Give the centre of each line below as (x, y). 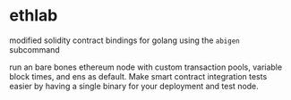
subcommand (34, 49)
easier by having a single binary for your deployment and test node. (134, 86)
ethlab (34, 16)
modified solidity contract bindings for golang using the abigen (124, 40)
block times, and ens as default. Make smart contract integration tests (138, 76)
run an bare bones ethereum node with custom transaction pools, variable (146, 67)
